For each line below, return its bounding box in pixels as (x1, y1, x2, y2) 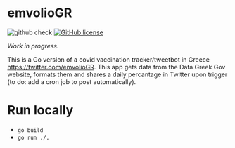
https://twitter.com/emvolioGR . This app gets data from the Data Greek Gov (7, 62, 226, 71)
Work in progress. (7, 41, 59, 50)
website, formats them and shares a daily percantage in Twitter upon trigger (7, 70, 228, 79)
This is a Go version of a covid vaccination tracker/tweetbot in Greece (7, 55, 210, 64)
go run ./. (17, 134, 50, 141)
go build (17, 126, 44, 134)
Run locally (7, 102, 74, 119)
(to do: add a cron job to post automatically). (7, 77, 136, 86)
